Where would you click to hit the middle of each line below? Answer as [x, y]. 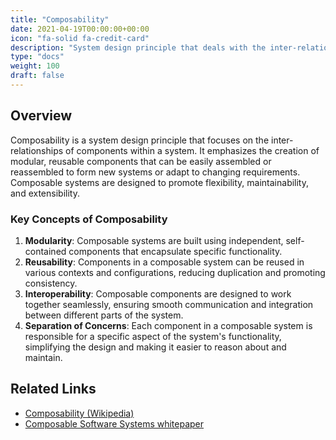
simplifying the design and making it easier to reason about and [155, 347]
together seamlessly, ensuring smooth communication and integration [169, 304]
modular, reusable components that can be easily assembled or [141, 161]
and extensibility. [45, 193]
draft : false [37, 76]
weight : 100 [35, 66]
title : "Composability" [60, 19]
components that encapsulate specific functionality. [175, 251]
